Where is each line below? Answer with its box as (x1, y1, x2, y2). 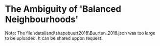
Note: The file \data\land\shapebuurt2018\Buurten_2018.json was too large (5, 30, 156, 36)
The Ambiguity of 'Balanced (5, 3, 121, 15)
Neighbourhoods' (5, 14, 79, 25)
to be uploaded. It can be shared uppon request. (5, 35, 103, 41)
